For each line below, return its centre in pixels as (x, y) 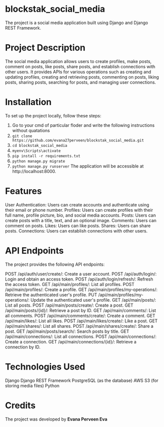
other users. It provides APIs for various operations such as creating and (78, 72)
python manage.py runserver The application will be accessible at (78, 166)
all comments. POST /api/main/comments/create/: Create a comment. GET (80, 315)
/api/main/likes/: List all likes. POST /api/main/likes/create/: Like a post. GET (82, 321)
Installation (28, 102)
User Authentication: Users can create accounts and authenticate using (77, 204)
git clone (22, 136)
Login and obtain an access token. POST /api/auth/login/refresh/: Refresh (79, 279)
